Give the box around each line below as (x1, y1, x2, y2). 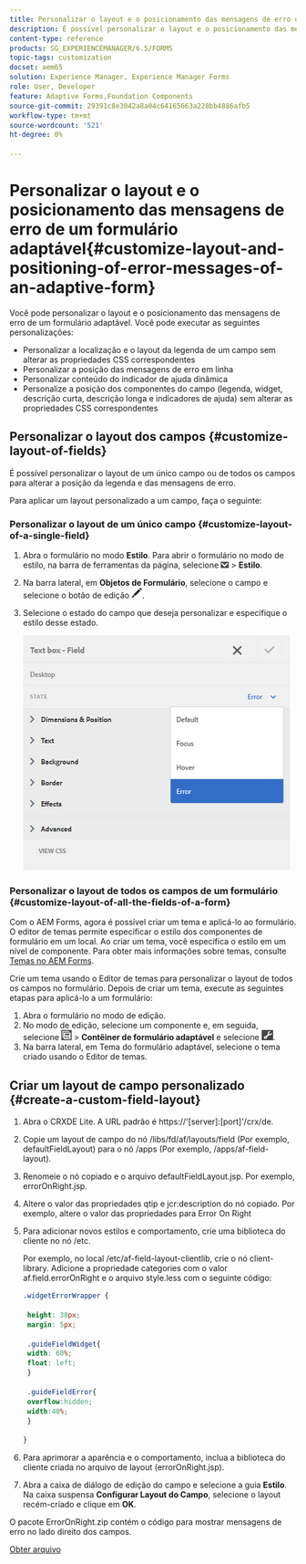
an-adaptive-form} (9, 277, 157, 298)
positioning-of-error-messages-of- (9, 258, 284, 278)
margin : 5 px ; (26, 1319, 76, 1329)
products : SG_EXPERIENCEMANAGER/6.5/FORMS (9, 44, 173, 53)
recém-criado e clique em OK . (22, 1499, 137, 1510)
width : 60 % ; (26, 1349, 73, 1359)
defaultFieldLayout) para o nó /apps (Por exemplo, (22, 1143, 212, 1154)
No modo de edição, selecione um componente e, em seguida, (22, 1020, 259, 1031)
